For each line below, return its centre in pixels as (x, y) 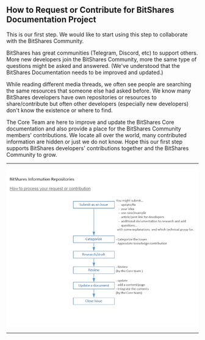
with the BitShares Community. (45, 41)
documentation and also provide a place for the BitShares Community (94, 129)
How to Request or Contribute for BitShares (90, 10)
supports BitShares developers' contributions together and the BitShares (98, 148)
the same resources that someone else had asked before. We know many (99, 91)
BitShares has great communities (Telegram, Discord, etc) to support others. (102, 53)
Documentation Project (51, 20)
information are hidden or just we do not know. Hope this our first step (95, 142)
